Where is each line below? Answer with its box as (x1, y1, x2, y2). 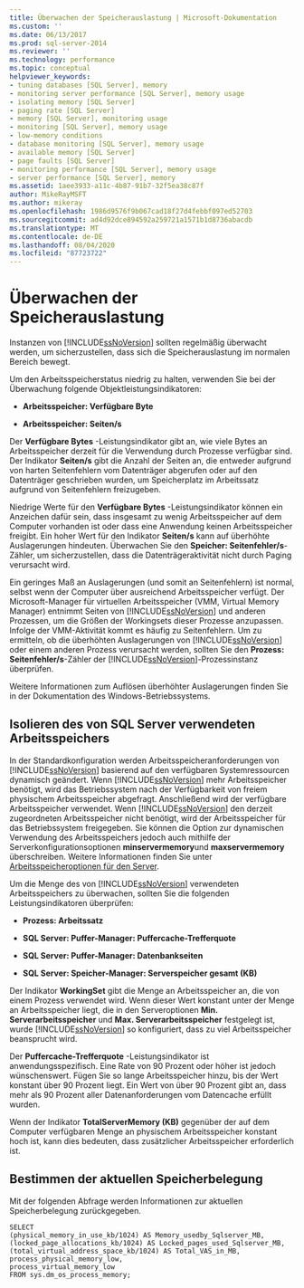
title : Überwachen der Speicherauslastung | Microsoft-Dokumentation (9, 13, 278, 23)
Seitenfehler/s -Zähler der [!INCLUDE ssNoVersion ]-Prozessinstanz (9, 654, 259, 665)
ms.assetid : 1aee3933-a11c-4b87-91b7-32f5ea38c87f (9, 182, 204, 191)
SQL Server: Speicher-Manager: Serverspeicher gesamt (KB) (22, 968, 258, 978)
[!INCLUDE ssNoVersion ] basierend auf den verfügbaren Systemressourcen (9, 764, 290, 775)
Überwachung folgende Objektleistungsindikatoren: (9, 384, 202, 395)
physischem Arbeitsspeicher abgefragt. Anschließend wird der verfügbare (9, 793, 287, 804)
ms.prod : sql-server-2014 (9, 38, 107, 48)
